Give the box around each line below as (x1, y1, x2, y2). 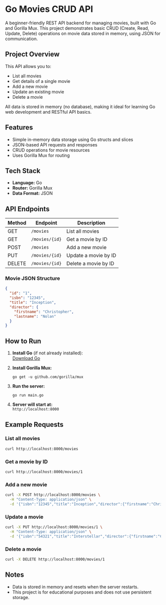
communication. (5, 36, 38, 42)
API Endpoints (5, 204, 50, 213)
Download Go (12, 355, 41, 361)
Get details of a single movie (12, 78, 71, 84)
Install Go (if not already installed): (12, 350, 83, 356)
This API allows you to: (5, 63, 51, 69)
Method (7, 219, 27, 226)
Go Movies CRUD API (5, 3, 93, 15)
